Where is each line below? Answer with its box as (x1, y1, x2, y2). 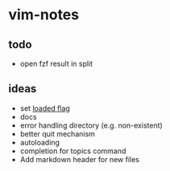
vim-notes (8, 6, 79, 24)
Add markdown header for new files (19, 154, 139, 164)
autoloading (19, 137, 60, 147)
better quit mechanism (19, 128, 95, 138)
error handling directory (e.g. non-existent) (19, 120, 163, 130)
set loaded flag (19, 103, 70, 113)
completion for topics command (19, 146, 126, 156)
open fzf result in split (19, 59, 93, 68)
